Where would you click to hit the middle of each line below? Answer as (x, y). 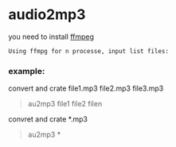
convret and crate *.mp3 (48, 119)
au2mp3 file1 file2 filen (65, 104)
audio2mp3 (47, 15)
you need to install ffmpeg (51, 37)
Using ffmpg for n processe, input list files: (89, 51)
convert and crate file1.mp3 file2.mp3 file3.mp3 (86, 88)
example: (27, 71)
